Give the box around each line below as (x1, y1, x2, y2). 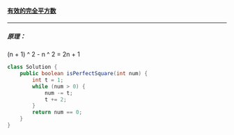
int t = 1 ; (32, 77, 64, 84)
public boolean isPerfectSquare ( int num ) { (19, 70, 148, 77)
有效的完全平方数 (7, 6, 56, 15)
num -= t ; (44, 89, 73, 97)
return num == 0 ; (32, 109, 82, 116)
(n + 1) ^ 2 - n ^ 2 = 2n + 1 (7, 50, 80, 58)
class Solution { (7, 63, 58, 71)
